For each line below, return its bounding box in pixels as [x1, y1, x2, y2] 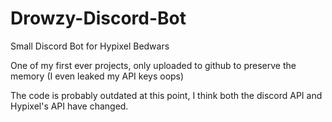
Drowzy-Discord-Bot [10, 7, 187, 30]
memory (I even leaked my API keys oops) [10, 70, 185, 82]
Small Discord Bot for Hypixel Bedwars [10, 40, 170, 52]
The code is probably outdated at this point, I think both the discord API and [10, 89, 323, 101]
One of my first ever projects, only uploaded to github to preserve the [10, 59, 297, 71]
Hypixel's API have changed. [10, 100, 129, 112]
